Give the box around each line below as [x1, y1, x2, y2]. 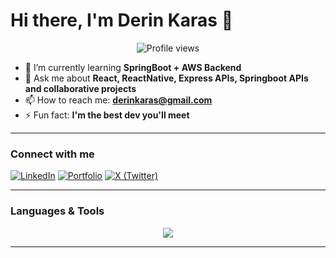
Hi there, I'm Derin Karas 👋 [10, 9, 234, 32]
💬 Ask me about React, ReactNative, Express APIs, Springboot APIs [24, 72, 309, 84]
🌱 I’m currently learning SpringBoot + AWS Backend [24, 61, 242, 73]
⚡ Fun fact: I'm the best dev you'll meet [24, 109, 190, 121]
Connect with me [10, 147, 95, 161]
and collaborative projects [24, 82, 137, 94]
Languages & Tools [10, 204, 105, 218]
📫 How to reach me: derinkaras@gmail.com [24, 94, 213, 106]
